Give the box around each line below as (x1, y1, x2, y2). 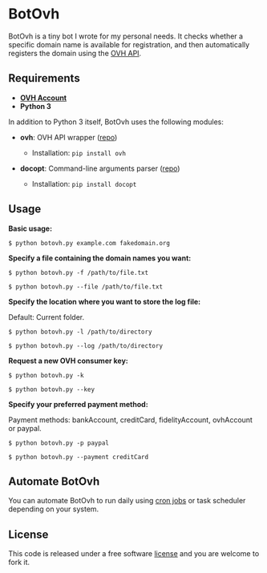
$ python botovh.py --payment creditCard (8, 453, 149, 461)
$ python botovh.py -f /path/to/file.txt (8, 268, 149, 276)
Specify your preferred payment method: (8, 399, 148, 409)
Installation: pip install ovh (31, 147, 127, 157)
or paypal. (8, 423, 42, 433)
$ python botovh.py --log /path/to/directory (8, 341, 163, 349)
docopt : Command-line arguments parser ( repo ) (19, 163, 180, 173)
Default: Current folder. (8, 312, 85, 321)
